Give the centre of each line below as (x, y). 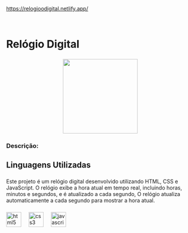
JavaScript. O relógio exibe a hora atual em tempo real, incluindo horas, (94, 188)
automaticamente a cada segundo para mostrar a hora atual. (81, 201)
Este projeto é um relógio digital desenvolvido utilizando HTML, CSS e (92, 182)
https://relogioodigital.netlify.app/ (47, 9)
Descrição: (22, 146)
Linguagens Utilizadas (49, 165)
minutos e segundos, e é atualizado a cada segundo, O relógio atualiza (93, 194)
